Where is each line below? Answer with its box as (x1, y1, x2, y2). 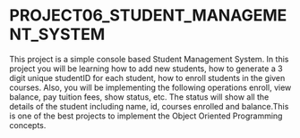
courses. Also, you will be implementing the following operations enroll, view (9, 82, 292, 93)
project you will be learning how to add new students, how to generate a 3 (9, 63, 284, 74)
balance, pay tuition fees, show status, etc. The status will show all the (9, 91, 270, 102)
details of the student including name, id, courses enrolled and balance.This (9, 101, 289, 111)
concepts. (9, 119, 47, 130)
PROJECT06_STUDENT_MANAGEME (9, 5, 287, 26)
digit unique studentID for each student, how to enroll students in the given (9, 72, 286, 83)
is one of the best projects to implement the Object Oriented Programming (9, 110, 283, 121)
